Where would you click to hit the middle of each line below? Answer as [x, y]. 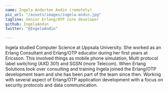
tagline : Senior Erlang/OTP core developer [52, 19]
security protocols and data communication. [52, 85]
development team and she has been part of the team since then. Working [83, 74]
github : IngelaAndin [27, 24]
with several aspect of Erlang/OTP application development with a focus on [84, 80]
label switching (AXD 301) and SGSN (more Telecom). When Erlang [76, 64]
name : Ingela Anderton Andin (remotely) [49, 10]
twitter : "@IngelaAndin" [32, 29]
